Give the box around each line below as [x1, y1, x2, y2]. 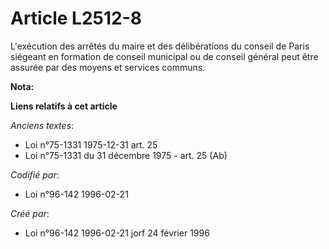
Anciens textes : [10, 119, 75, 131]
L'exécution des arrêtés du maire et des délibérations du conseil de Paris [10, 40, 310, 52]
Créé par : [10, 207, 50, 219]
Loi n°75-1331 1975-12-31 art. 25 [24, 138, 158, 151]
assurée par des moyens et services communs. [10, 61, 206, 73]
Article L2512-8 [10, 7, 142, 30]
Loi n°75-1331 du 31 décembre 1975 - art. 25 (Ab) [24, 149, 228, 161]
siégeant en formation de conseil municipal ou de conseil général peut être [10, 50, 319, 62]
